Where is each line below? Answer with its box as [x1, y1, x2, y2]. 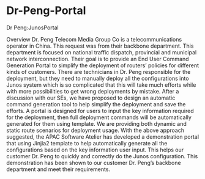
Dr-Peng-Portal [6, 4, 86, 18]
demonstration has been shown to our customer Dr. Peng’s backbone [6, 159, 182, 166]
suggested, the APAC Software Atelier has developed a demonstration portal [6, 133, 199, 141]
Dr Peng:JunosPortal [6, 24, 59, 31]
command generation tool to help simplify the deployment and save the [6, 100, 186, 108]
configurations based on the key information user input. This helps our [6, 146, 184, 153]
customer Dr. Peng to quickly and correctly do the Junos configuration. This [6, 152, 198, 159]
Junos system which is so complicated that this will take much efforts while [6, 81, 196, 89]
